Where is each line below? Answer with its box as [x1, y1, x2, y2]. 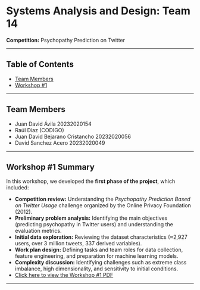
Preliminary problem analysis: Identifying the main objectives [14, 214, 168, 222]
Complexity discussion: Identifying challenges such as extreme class [14, 259, 187, 266]
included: [6, 184, 29, 191]
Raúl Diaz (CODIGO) [14, 126, 64, 133]
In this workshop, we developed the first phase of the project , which [6, 177, 176, 185]
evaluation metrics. [14, 227, 62, 235]
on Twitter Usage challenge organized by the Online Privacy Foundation [14, 202, 192, 209]
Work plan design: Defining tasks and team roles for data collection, [14, 246, 183, 254]
